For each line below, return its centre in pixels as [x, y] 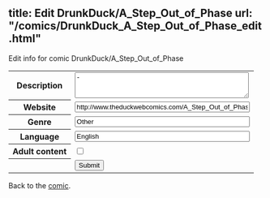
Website [40, 107]
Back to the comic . [40, 185]
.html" [25, 39]
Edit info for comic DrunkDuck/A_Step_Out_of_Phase [96, 58]
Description [40, 86]
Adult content [40, 152]
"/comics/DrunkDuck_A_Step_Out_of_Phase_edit [135, 26]
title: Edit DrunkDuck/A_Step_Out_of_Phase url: [131, 13]
